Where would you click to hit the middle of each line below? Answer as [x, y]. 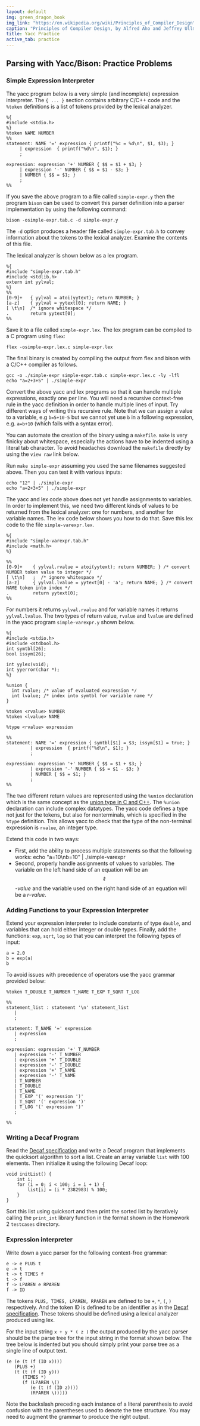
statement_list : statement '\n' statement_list [68, 1007]
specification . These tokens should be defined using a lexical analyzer [92, 1313]
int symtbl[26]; [26, 649]
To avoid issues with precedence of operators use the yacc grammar [91, 974]
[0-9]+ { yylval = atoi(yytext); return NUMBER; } [73, 298]
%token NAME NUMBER [30, 133]
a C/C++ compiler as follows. [42, 364]
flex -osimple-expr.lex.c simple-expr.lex [60, 347]
